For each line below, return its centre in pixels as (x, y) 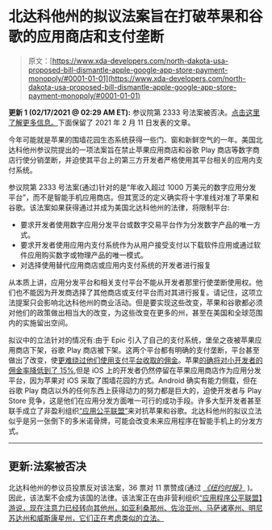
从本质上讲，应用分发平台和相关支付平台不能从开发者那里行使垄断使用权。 (132, 282)
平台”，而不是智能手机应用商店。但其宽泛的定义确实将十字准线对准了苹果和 (134, 197)
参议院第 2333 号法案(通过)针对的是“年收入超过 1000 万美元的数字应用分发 (132, 187)
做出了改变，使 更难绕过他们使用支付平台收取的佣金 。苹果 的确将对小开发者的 (136, 360)
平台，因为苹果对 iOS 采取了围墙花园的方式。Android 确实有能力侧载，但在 (133, 380)
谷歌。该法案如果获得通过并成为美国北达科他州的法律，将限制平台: (119, 207)
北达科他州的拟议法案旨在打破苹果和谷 (136, 17)
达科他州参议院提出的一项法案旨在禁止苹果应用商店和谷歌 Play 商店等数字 (130, 150)
